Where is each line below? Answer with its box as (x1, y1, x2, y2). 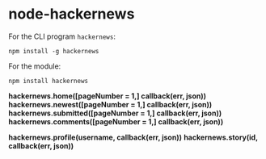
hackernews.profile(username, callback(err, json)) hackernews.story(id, (8, 132, 259, 142)
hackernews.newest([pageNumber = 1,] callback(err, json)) (8, 99, 213, 109)
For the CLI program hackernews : (8, 31, 116, 41)
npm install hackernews (8, 77, 89, 85)
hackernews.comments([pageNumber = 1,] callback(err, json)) (8, 116, 224, 126)
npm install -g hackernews (8, 47, 99, 55)
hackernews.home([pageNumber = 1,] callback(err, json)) (8, 90, 207, 101)
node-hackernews (8, 5, 135, 23)
